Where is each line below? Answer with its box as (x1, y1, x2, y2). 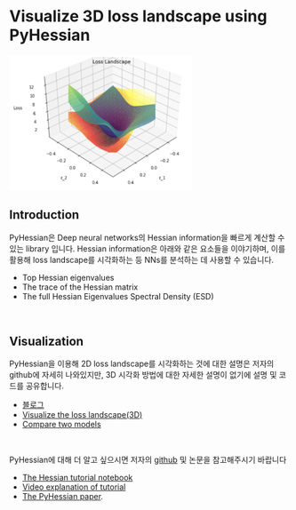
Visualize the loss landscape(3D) (21, 410, 143, 420)
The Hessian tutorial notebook (21, 473, 133, 483)
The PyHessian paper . (21, 491, 104, 502)
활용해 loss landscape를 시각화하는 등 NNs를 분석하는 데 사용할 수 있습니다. (9, 254, 274, 265)
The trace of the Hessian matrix (21, 282, 139, 292)
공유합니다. (25, 380, 65, 392)
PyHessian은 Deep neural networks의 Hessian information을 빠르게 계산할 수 (9, 232, 285, 243)
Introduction (9, 207, 80, 223)
